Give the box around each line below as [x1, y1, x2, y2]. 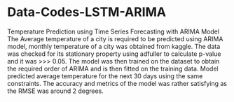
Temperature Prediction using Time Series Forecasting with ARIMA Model [7, 27, 219, 36]
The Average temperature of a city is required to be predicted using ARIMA [7, 34, 223, 43]
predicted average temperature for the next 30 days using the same [7, 71, 203, 80]
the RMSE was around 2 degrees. [7, 87, 104, 95]
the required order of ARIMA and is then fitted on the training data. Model [7, 64, 219, 73]
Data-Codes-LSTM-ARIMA [7, 4, 167, 20]
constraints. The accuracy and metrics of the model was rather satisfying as [7, 79, 228, 87]
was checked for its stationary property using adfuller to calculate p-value [7, 50, 221, 58]
